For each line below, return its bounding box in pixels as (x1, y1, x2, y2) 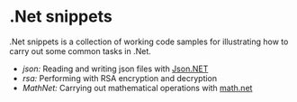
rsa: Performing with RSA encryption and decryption (22, 72, 218, 83)
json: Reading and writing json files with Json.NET (22, 63, 209, 74)
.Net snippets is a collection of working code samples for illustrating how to (9, 36, 289, 47)
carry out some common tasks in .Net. (9, 45, 151, 56)
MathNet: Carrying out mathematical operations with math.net (22, 82, 253, 93)
